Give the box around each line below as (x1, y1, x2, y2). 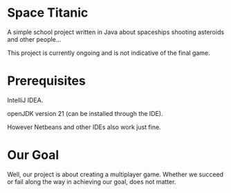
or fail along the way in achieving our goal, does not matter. (7, 177, 176, 185)
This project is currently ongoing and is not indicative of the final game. (7, 49, 210, 57)
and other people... (7, 35, 62, 43)
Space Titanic (7, 5, 89, 21)
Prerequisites (7, 73, 86, 89)
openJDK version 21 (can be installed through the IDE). (7, 109, 164, 117)
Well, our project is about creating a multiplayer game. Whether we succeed (7, 170, 223, 178)
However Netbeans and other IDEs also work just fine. (7, 123, 161, 131)
